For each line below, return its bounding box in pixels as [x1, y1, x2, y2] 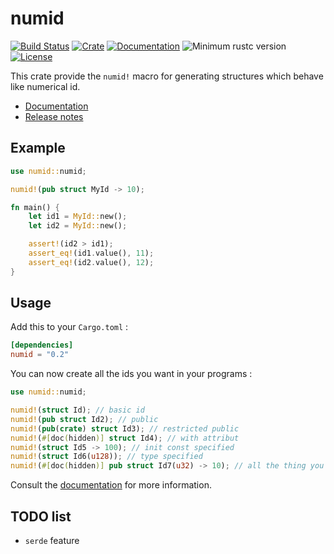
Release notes [24, 110, 84, 122]
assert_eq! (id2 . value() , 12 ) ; [28, 257, 155, 267]
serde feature [24, 535, 80, 546]
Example [10, 140, 66, 157]
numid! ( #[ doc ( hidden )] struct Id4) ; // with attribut [10, 433, 240, 443]
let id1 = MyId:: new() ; [28, 212, 128, 222]
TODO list [10, 508, 72, 525]
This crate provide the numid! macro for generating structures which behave [10, 70, 324, 82]
